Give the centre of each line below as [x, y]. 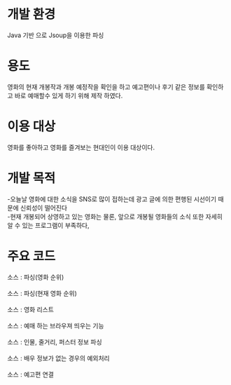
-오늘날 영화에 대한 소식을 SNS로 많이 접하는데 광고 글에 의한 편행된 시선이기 [112, 199]
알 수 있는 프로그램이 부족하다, [48, 225]
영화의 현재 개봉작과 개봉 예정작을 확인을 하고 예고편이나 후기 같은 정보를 [106, 87]
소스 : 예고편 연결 [31, 374]
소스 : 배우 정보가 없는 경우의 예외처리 [58, 358]
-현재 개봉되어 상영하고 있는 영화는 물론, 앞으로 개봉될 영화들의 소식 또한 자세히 [115, 216]
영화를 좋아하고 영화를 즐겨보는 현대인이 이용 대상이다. [81, 147]
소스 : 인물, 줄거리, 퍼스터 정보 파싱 [55, 342]
